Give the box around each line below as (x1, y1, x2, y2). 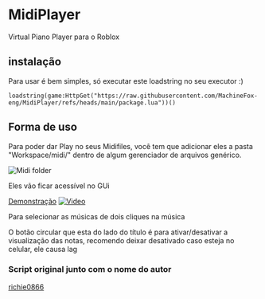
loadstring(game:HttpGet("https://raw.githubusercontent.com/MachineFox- (8, 92, 259, 100)
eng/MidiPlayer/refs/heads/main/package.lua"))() (8, 98, 177, 107)
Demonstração (8, 196, 57, 206)
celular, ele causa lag (8, 244, 78, 254)
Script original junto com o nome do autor (8, 264, 172, 275)
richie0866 (8, 281, 45, 292)
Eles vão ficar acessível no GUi (8, 181, 110, 191)
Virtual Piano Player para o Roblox (8, 32, 120, 41)
